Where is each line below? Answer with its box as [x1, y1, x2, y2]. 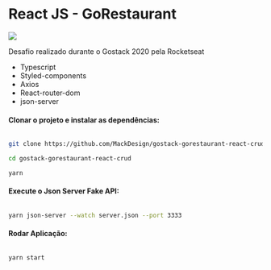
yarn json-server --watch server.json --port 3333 [8, 211, 182, 219]
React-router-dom [19, 88, 81, 98]
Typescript [19, 62, 56, 72]
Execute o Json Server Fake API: [8, 186, 119, 196]
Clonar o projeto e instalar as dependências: [8, 114, 160, 125]
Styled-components [19, 70, 87, 81]
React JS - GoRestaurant [8, 5, 177, 23]
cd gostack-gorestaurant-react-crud [8, 155, 131, 163]
